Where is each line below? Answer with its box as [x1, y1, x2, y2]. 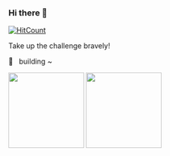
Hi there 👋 [8, 7, 48, 18]
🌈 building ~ [8, 56, 52, 67]
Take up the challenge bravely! [8, 41, 110, 51]
